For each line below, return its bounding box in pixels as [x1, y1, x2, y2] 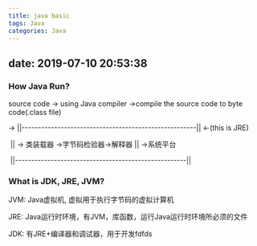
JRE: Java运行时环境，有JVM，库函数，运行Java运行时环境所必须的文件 [8, 212, 248, 222]
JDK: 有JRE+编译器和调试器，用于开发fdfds [8, 229, 153, 239]
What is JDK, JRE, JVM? [8, 175, 105, 187]
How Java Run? [8, 80, 70, 92]
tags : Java [8, 19, 45, 27]
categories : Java [8, 27, 67, 35]
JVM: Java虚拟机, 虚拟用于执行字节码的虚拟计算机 [8, 195, 174, 205]
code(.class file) [8, 108, 62, 117]
